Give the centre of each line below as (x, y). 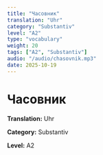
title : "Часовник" (33, 13)
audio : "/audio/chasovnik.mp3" (52, 59)
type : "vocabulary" (35, 39)
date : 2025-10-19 (32, 65)
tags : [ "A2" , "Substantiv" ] (47, 53)
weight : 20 (23, 46)
